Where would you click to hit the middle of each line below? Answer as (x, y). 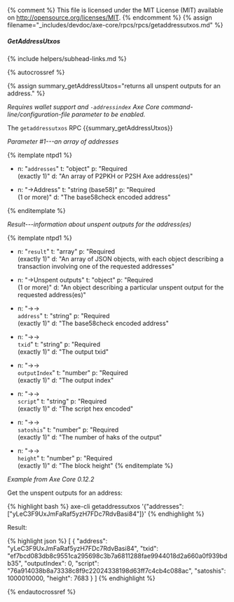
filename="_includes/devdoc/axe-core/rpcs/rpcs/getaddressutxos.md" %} (115, 25)
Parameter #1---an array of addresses (63, 141)
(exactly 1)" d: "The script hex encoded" (75, 409)
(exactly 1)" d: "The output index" (66, 380)
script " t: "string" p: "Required (62, 401)
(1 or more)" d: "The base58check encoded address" (94, 197)
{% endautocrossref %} (41, 591)
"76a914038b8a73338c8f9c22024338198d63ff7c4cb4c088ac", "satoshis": (117, 570)
